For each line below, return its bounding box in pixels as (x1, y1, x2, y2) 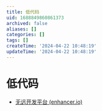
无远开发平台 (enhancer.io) (15, 98, 83, 106)
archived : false (6, 20, 48, 26)
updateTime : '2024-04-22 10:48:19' (6, 49, 97, 55)
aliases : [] (6, 26, 37, 32)
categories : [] (6, 32, 45, 38)
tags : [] (6, 37, 29, 43)
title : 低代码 (6, 9, 40, 15)
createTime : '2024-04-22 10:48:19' (6, 43, 97, 49)
